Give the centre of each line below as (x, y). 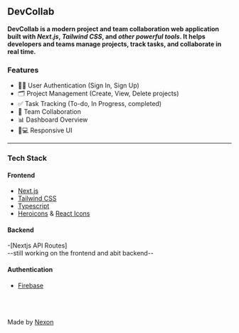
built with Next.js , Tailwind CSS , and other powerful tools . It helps (107, 36)
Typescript (33, 206)
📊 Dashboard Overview (53, 120)
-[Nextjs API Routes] (37, 245)
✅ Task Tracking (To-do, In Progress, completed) (90, 104)
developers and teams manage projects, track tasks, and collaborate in (115, 44)
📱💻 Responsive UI (45, 130)
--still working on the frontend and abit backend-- (81, 253)
